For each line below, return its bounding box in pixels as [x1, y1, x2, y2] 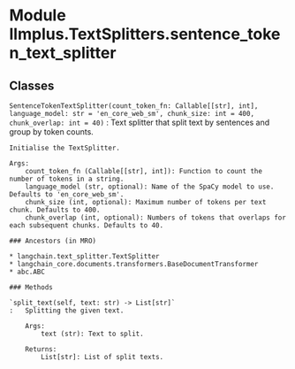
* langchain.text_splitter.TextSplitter [9, 252, 161, 261]
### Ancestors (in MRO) [9, 236, 97, 245]
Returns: [25, 345, 57, 354]
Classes [9, 78, 55, 93]
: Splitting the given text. [9, 306, 125, 315]
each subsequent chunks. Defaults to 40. [9, 221, 164, 230]
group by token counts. [9, 127, 95, 137]
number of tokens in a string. [9, 174, 125, 183]
